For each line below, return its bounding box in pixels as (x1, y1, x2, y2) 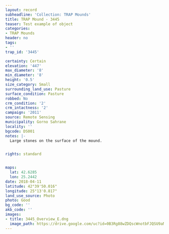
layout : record (5, 7, 37, 13)
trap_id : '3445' (5, 49, 39, 54)
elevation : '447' (5, 63, 42, 68)
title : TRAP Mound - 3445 (5, 17, 59, 22)
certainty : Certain (5, 58, 46, 63)
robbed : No (5, 96, 28, 101)
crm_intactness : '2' (5, 105, 49, 111)
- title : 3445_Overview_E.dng (5, 216, 69, 221)
